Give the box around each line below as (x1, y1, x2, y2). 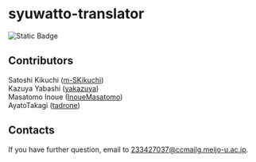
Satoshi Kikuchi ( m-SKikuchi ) (8, 75, 104, 84)
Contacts (8, 124, 56, 137)
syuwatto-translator (8, 5, 145, 23)
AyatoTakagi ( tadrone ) (8, 100, 81, 110)
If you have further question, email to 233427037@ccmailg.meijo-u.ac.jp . (8, 145, 249, 154)
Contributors (8, 54, 74, 67)
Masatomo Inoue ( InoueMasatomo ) (8, 92, 123, 102)
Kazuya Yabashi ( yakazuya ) (8, 83, 99, 93)
